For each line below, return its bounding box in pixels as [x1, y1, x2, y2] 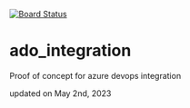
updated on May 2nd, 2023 [9, 87, 112, 99]
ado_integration [9, 41, 132, 61]
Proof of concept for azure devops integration [9, 70, 182, 81]
